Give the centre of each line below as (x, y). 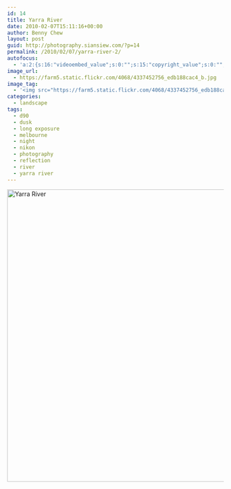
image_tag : (23, 84)
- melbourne (31, 135)
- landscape (31, 103)
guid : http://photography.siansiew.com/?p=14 (73, 45)
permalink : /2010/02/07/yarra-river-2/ (64, 52)
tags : (15, 109)
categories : (24, 97)
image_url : (23, 71)
